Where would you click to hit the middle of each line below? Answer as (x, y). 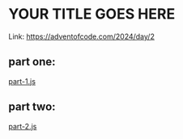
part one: (32, 62)
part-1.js (22, 81)
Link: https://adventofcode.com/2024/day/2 (82, 36)
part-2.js (23, 126)
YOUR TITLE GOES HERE (92, 14)
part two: (32, 107)
